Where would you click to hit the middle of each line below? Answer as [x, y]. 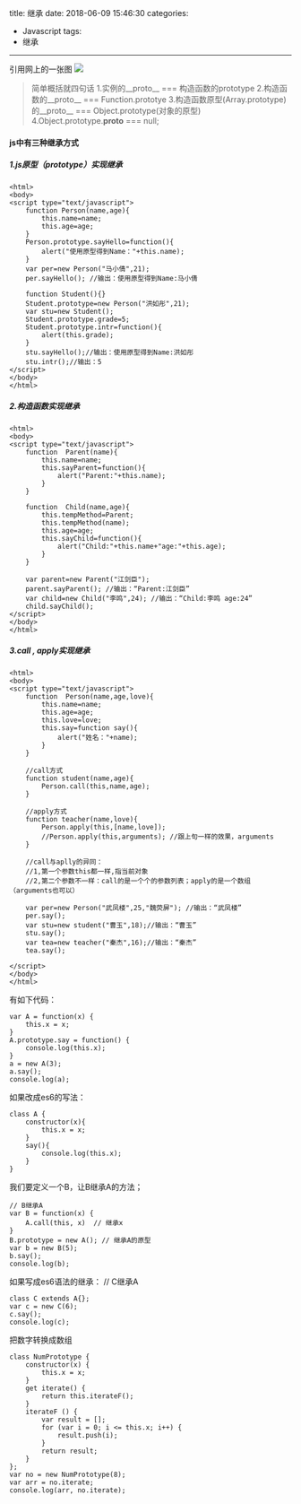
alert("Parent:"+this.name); [112, 475]
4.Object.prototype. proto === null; [95, 121]
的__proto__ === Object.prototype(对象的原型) [116, 111]
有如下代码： [33, 999]
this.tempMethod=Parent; [88, 515]
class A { [28, 1114]
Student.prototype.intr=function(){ [94, 327]
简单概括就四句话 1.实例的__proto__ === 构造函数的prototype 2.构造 [155, 88]
